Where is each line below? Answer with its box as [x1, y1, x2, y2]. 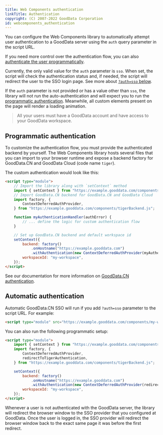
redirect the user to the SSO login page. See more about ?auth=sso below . [5, 79, 152, 84]
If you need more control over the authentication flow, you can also [5, 54, 139, 60]
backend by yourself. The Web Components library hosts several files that [5, 150, 153, 156]
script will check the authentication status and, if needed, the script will [5, 73, 147, 79]
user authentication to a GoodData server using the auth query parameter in [5, 39, 157, 45]
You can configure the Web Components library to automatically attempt [5, 34, 150, 40]
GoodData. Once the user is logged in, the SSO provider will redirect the [5, 415, 149, 421]
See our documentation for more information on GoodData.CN [5, 273, 130, 279]
